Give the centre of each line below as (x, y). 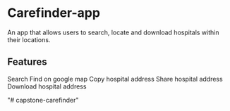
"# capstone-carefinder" (43, 100)
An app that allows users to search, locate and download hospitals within (113, 32)
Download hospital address (47, 86)
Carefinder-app (54, 13)
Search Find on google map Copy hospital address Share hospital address (115, 79)
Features (27, 62)
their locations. (29, 39)
